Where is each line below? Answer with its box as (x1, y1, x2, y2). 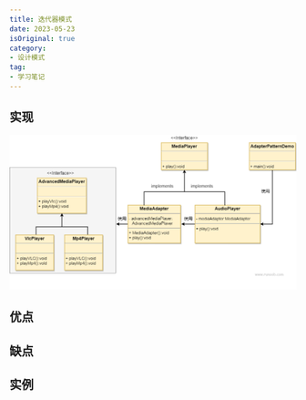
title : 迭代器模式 (9, 15, 73, 24)
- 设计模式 (9, 53, 46, 63)
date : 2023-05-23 (9, 24, 76, 34)
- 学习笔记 (9, 73, 46, 82)
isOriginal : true (9, 34, 76, 43)
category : (9, 44, 47, 53)
